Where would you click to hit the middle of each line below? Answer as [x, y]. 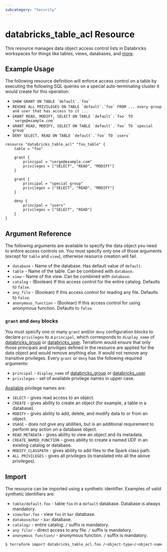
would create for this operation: [37, 92]
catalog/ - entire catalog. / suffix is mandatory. [61, 525]
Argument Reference [38, 233]
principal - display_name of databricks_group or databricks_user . [79, 373]
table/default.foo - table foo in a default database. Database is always [86, 504]
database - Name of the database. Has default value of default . [77, 266]
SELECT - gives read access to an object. [53, 398]
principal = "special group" [53, 184]
